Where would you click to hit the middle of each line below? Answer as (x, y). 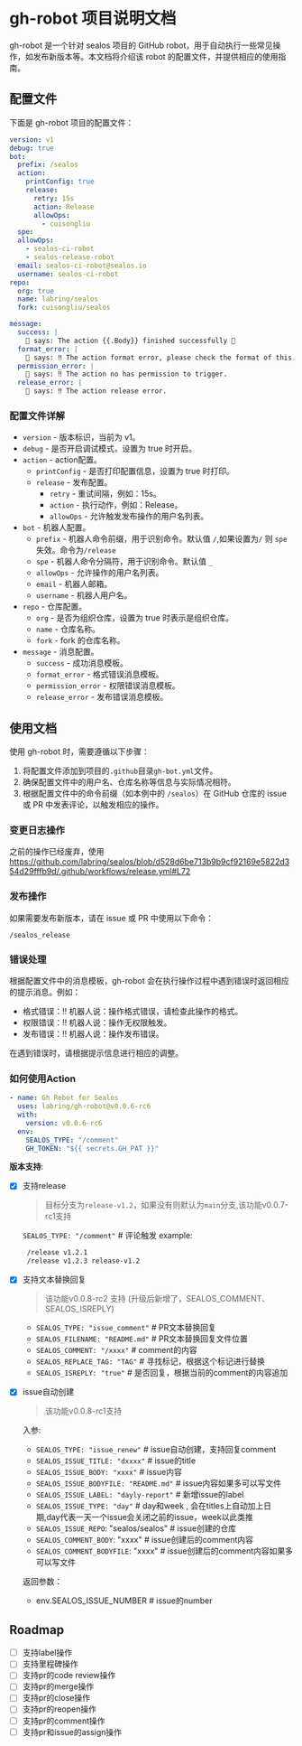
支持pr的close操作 (56, 1698)
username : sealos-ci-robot (68, 274)
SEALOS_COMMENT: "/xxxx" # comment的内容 (116, 1350)
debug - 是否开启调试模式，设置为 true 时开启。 (110, 449)
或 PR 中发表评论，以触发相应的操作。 (93, 805)
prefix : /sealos (48, 165)
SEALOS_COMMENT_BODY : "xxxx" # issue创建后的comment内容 (145, 1540)
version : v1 (32, 140)
